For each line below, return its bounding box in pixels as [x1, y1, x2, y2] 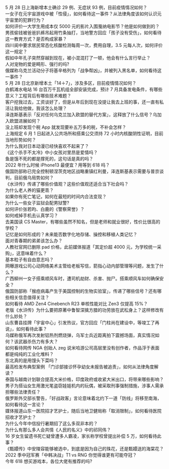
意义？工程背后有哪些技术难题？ [5, 93, 71, 98]
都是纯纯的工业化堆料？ [5, 351, 54, 357]
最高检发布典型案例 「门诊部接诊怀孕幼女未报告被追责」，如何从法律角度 [5, 364, 154, 370]
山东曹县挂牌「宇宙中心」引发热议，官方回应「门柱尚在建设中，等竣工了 [5, 320, 155, 325]
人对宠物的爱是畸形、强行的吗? [5, 61, 69, 67]
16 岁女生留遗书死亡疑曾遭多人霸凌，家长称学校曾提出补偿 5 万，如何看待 [5, 433, 157, 439]
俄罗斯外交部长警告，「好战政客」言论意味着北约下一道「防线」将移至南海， [5, 395, 162, 401]
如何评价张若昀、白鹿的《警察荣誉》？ [5, 206, 84, 212]
